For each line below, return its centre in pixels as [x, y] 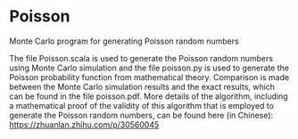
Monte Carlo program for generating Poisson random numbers [124, 41]
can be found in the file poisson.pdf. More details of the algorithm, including [149, 96]
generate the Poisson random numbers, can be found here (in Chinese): [141, 115]
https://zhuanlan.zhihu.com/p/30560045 [84, 124]
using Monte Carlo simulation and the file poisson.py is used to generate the [149, 68]
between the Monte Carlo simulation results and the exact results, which [142, 86]
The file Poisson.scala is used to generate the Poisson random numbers [141, 58]
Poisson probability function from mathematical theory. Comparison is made [149, 77]
